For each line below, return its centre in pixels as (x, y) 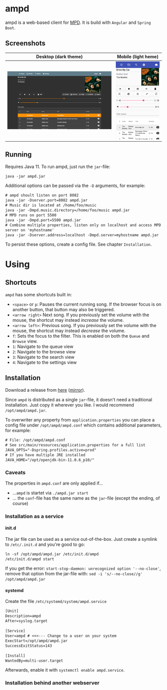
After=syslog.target (27, 621)
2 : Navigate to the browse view (44, 351)
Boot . (10, 27)
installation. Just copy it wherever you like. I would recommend (70, 405)
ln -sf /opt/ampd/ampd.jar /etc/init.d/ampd (52, 554)
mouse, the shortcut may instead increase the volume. (68, 320)
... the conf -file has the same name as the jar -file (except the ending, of (86, 498)
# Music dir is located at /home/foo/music (51, 205)
